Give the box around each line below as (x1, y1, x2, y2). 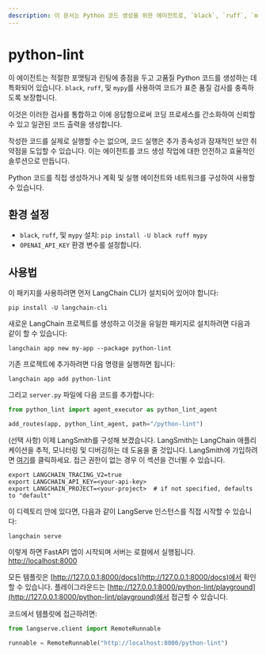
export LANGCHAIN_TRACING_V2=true (8, 471, 123, 479)
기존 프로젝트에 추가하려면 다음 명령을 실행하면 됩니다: (8, 359, 176, 369)
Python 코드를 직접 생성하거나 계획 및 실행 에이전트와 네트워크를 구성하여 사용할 (8, 172, 256, 182)
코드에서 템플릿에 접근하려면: (8, 608, 97, 618)
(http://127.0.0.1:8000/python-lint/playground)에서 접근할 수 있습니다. (8, 592, 228, 601)
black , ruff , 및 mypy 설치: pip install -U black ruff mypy (19, 230, 208, 240)
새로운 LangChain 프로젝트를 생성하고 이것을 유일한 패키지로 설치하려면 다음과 (8, 319, 251, 328)
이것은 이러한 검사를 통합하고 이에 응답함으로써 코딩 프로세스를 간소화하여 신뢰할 (8, 109, 256, 119)
